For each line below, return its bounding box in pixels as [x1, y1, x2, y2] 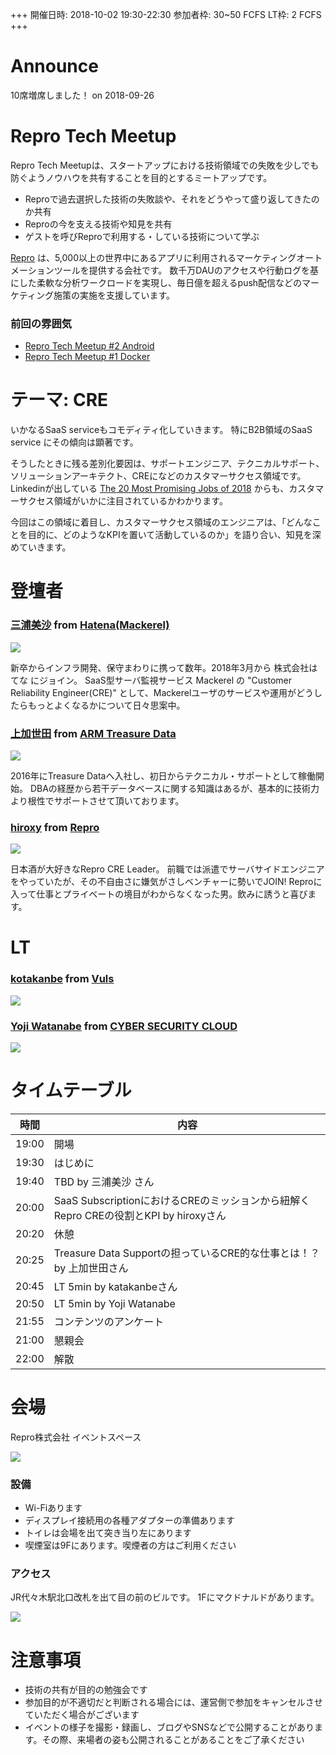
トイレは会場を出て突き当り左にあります [24, 1527, 192, 1539]
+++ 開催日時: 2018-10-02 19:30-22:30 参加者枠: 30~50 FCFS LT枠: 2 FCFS [10, 9, 322, 20]
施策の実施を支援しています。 [53, 289, 176, 301]
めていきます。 [10, 541, 72, 553]
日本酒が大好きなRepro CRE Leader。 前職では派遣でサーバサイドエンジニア [10, 863, 325, 875]
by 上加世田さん [53, 1261, 129, 1275]
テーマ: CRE [10, 389, 109, 412]
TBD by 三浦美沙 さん [53, 1174, 155, 1188]
